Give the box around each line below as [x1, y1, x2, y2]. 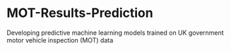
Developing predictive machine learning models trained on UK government [6, 28, 224, 37]
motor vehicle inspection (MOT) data [6, 35, 114, 44]
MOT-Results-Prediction [6, 5, 153, 21]
